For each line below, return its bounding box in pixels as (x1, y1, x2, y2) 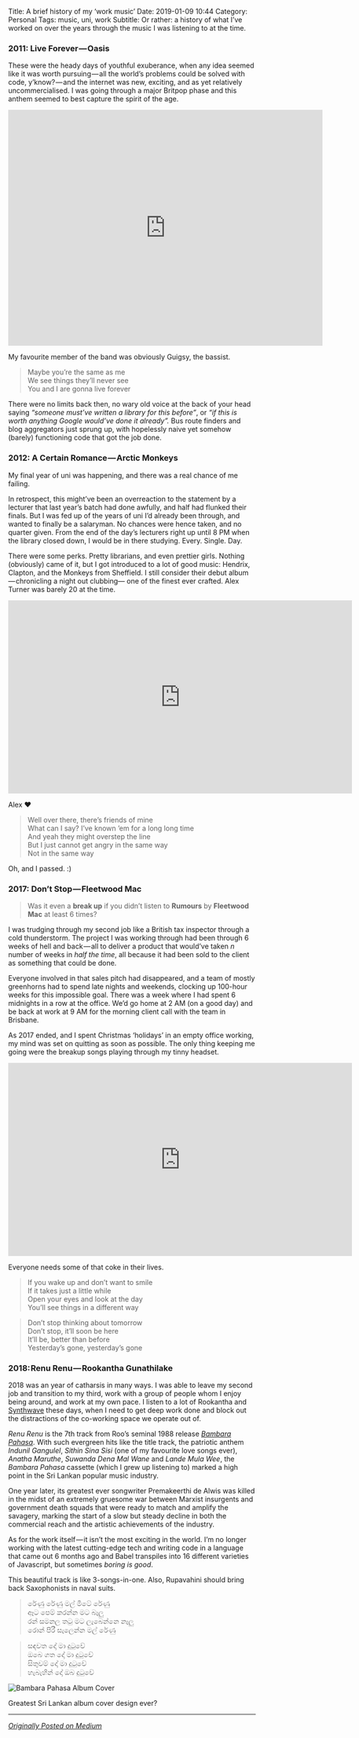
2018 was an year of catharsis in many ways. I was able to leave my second (8, 1380, 253, 1390)
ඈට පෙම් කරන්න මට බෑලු (27, 1607, 104, 1617)
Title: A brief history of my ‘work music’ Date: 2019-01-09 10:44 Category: (8, 7, 248, 16)
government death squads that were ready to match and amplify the (8, 1503, 229, 1512)
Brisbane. (8, 1014, 39, 1025)
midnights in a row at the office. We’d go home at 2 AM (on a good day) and (8, 998, 253, 1007)
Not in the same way (27, 849, 94, 858)
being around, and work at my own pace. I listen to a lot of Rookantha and (8, 1397, 247, 1407)
